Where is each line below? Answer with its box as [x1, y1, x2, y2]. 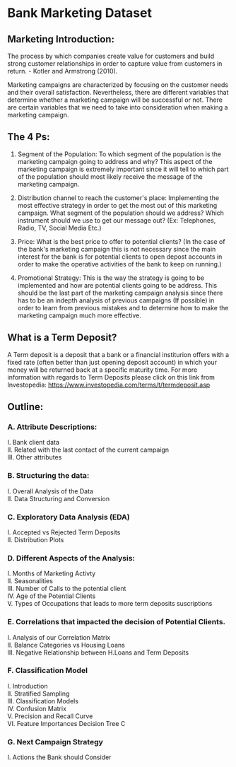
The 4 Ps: [7, 131, 51, 143]
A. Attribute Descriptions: [7, 422, 98, 432]
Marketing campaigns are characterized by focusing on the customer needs [7, 81, 228, 89]
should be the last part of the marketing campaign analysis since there [17, 288, 223, 297]
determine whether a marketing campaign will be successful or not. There [7, 95, 223, 104]
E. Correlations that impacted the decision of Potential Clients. [7, 617, 226, 627]
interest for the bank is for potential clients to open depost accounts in [17, 252, 223, 261]
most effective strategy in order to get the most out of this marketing [17, 201, 218, 209]
